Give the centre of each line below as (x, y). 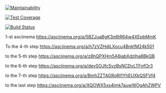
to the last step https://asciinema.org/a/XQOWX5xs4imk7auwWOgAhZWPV (83, 85)
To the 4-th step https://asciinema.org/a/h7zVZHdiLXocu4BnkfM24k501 (80, 46)
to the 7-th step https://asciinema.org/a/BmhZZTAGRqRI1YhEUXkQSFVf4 (80, 75)
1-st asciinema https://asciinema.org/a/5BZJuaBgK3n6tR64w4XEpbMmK (81, 37)
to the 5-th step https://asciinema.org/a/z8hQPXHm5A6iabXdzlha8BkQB (80, 56)
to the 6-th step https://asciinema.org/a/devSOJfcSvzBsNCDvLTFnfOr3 (79, 66)
